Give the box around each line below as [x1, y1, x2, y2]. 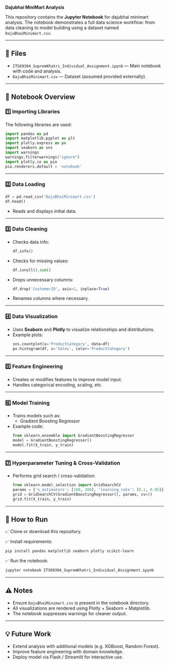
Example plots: [12, 332, 44, 338]
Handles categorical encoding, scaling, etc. [12, 382, 103, 388]
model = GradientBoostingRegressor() [12, 437, 92, 442]
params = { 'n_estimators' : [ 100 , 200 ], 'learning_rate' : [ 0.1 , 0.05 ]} [12, 487, 164, 492]
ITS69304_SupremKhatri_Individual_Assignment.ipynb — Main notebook [12, 62, 161, 68]
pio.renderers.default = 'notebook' [5, 164, 82, 169]
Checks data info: [12, 239, 49, 245]
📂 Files [5, 49, 27, 58]
